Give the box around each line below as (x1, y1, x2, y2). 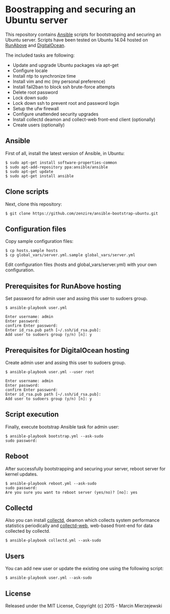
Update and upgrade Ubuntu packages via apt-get (12, 62, 119, 68)
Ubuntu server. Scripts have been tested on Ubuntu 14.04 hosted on (5, 37, 149, 43)
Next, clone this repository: (5, 201, 62, 207)
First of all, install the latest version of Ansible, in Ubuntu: (5, 150, 125, 156)
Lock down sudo (12, 95, 48, 101)
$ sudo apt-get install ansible (5, 173, 74, 178)
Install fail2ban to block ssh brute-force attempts (12, 83, 116, 90)
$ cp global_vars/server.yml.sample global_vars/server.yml (5, 253, 136, 258)
